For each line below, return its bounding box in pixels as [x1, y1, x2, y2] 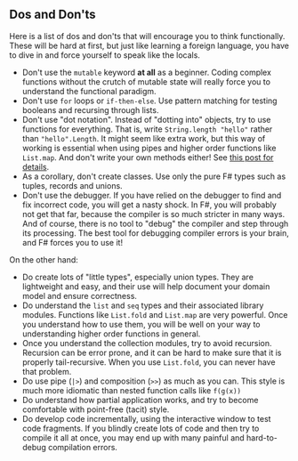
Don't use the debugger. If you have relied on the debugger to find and [21, 190, 282, 200]
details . [21, 161, 50, 172]
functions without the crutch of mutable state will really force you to [21, 76, 271, 87]
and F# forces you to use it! [21, 237, 123, 247]
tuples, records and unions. [21, 180, 123, 190]
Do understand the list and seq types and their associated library [21, 300, 264, 311]
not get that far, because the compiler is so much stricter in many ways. [21, 208, 286, 219]
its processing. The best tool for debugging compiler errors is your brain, [21, 227, 289, 239]
